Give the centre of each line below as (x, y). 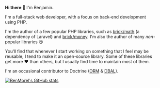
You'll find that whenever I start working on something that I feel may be (77, 51)
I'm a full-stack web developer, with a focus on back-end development (76, 17)
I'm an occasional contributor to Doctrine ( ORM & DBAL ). (62, 71)
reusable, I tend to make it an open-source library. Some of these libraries (79, 56)
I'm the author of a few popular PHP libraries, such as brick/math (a (72, 31)
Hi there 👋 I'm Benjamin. (29, 8)
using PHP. (16, 22)
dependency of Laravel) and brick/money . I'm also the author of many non (79, 37)
